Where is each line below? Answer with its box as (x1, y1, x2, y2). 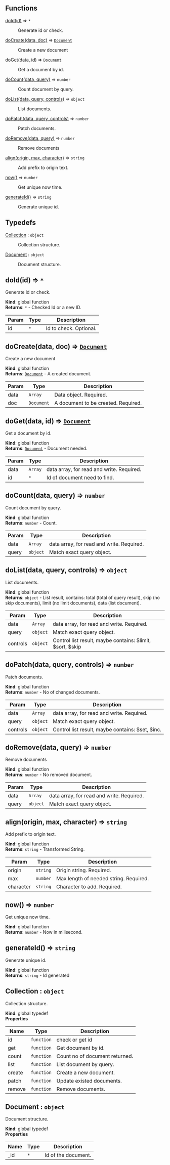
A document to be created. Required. (54, 400, 142, 407)
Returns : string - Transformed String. (5, 846, 85, 852)
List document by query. (56, 1061, 115, 1068)
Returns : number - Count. (5, 520, 57, 526)
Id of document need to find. (46, 474, 114, 481)
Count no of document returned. (56, 1052, 134, 1059)
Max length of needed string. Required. (56, 875, 149, 882)
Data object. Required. (54, 392, 107, 399)
